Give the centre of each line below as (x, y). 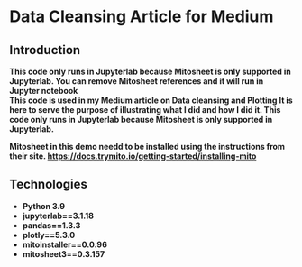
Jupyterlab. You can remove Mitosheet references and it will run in (137, 81)
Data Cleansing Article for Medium (142, 17)
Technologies (49, 184)
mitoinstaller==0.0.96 (65, 244)
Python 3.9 (44, 206)
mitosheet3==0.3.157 (64, 253)
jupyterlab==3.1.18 (58, 216)
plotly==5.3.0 (49, 235)
